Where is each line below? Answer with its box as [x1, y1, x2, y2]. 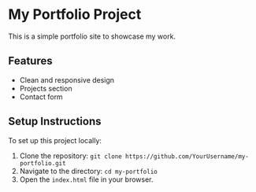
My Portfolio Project [8, 6, 142, 24]
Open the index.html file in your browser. [19, 175, 154, 184]
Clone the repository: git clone [19, 151, 122, 161]
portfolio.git [19, 159, 66, 167]
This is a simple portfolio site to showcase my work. [8, 31, 176, 41]
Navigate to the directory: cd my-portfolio [19, 166, 158, 175]
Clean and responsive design [19, 75, 115, 84]
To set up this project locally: [8, 135, 102, 145]
